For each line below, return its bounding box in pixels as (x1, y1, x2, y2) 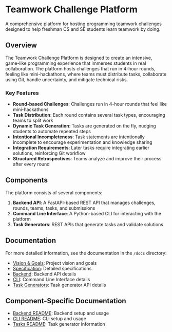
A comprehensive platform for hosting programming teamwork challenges (5, 21, 162, 27)
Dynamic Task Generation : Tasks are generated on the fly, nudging (12, 123, 156, 129)
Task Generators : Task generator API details (12, 282, 106, 288)
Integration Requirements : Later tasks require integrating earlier (12, 145, 150, 151)
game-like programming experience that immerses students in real (5, 60, 146, 66)
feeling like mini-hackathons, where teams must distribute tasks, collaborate (5, 71, 167, 77)
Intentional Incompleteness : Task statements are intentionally (12, 134, 145, 140)
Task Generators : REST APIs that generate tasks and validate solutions (12, 221, 163, 227)
